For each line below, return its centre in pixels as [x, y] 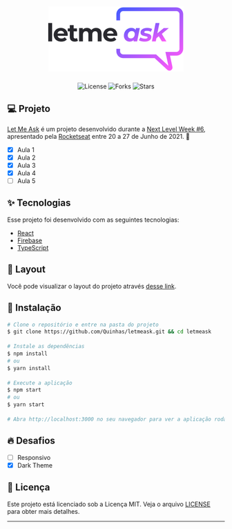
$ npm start [24, 390]
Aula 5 [26, 181]
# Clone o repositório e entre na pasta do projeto [83, 325]
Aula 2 [26, 157]
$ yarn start [26, 405]
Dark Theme [35, 465]
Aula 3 [26, 165]
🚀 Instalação [34, 308]
